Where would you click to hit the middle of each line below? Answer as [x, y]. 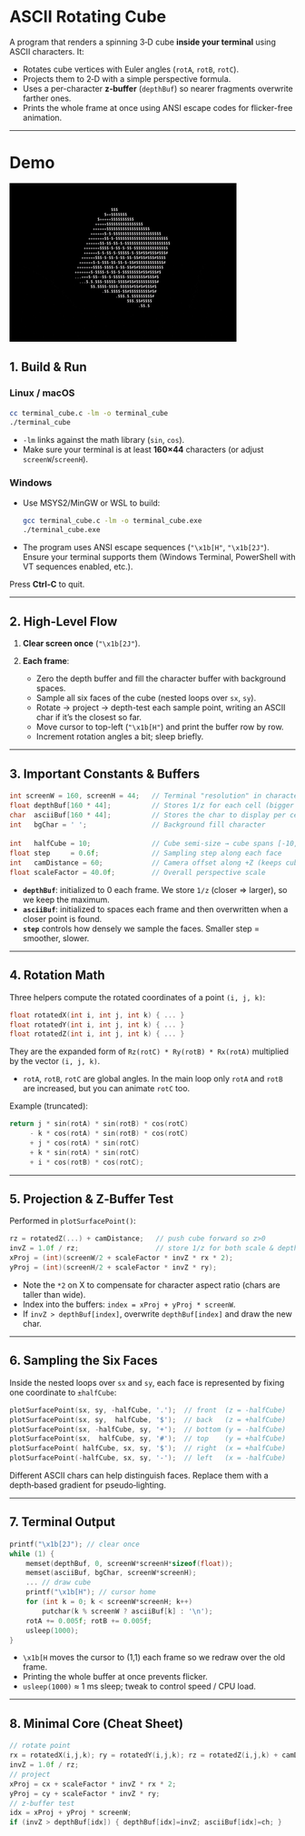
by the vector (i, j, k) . [55, 1061]
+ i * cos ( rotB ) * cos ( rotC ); [87, 1162]
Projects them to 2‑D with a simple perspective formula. [127, 78]
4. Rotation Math [58, 975]
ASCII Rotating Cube [88, 17]
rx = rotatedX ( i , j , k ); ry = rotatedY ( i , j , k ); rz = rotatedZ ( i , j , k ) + [144, 1756]
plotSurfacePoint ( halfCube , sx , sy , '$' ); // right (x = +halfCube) [148, 1449]
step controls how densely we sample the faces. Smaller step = [141, 928]
